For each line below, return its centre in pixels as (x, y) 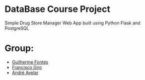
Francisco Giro (27, 67)
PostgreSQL (17, 28)
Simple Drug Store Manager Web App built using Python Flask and (72, 23)
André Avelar (25, 73)
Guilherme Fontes (30, 62)
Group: (19, 48)
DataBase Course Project (57, 9)
